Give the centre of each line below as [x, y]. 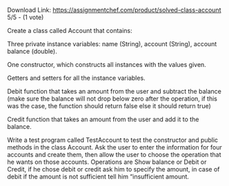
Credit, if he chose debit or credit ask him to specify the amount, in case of [113, 169]
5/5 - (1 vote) [26, 17]
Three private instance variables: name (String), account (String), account [112, 44]
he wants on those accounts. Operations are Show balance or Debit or [107, 162]
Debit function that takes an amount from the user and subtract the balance [114, 91]
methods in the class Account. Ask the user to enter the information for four [115, 147]
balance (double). [32, 51]
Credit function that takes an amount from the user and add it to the [103, 119]
